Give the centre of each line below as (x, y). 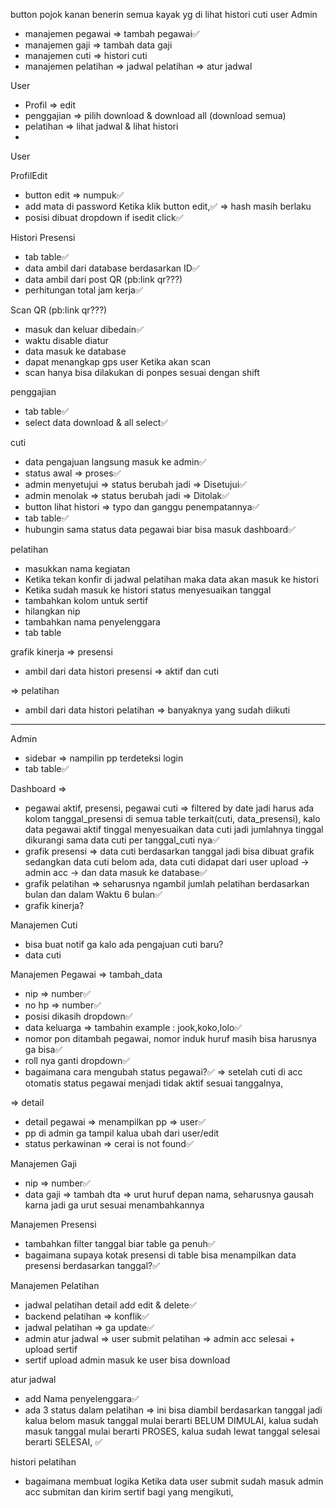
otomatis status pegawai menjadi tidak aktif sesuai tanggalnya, (154, 1083)
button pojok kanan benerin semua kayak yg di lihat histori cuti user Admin (164, 14)
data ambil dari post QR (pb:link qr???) (103, 279)
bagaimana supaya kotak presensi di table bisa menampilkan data (160, 1255)
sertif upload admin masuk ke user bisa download (127, 1360)
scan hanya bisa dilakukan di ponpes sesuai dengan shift (142, 372)
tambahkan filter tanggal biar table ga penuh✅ (120, 1243)
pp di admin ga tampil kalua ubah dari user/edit (122, 1133)
